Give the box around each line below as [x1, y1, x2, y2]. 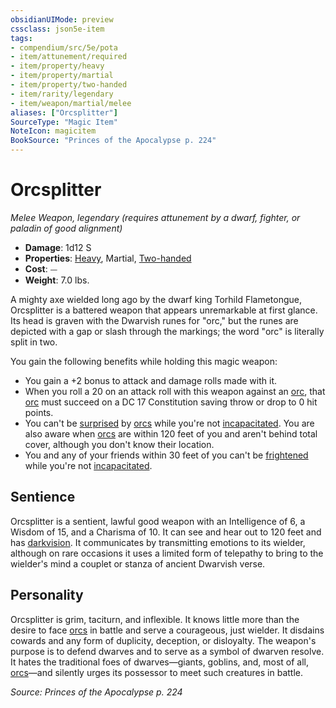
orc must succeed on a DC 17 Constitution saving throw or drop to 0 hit [24, 396, 318, 408]
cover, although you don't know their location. [24, 438, 215, 450]
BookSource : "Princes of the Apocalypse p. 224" [10, 136, 217, 146]
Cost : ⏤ [24, 262, 58, 275]
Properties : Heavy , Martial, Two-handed [24, 252, 192, 264]
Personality [10, 587, 84, 604]
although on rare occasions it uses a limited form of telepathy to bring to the [10, 547, 324, 559]
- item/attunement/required [10, 52, 128, 62]
